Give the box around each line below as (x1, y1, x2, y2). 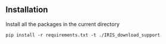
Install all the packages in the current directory (5, 20, 120, 27)
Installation (5, 5, 48, 15)
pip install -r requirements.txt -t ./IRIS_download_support (5, 32, 161, 38)
